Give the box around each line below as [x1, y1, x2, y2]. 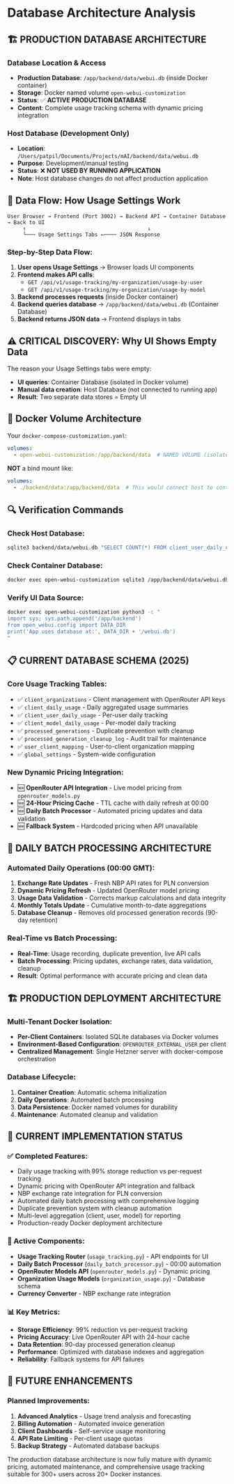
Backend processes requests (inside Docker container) [17, 292, 179, 301]
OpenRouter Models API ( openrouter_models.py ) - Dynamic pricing [17, 1267, 210, 1275]
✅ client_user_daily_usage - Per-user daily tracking [17, 710, 169, 719]
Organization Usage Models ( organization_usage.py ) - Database [17, 1274, 205, 1283]
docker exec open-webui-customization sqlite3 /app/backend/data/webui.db [7, 577, 229, 584]
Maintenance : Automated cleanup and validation [17, 1110, 158, 1118]
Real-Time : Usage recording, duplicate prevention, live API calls [17, 949, 201, 958]
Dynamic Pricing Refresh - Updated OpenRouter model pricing [17, 887, 200, 895]
